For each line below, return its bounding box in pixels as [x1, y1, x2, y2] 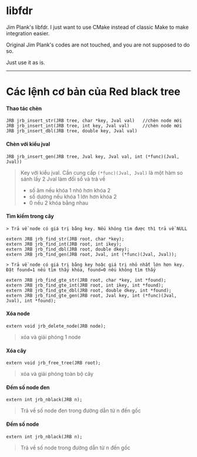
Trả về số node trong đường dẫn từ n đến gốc [20, 444, 131, 451]
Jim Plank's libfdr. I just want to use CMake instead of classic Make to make [6, 24, 189, 31]
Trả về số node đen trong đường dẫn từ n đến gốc [20, 407, 141, 414]
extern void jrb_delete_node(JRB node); [6, 323, 107, 329]
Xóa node [6, 310, 30, 317]
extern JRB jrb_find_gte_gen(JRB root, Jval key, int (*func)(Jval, [6, 292, 177, 298]
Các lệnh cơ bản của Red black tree [6, 85, 181, 98]
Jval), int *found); [6, 298, 57, 303]
